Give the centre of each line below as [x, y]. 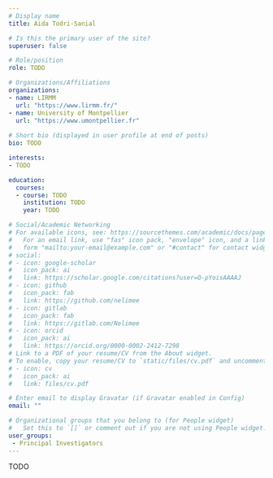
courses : [30, 188]
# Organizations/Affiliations [60, 83]
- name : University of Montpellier [69, 113]
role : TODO [27, 68]
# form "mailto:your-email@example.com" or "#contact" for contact [129, 248]
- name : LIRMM [32, 98]
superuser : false [38, 46]
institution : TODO [54, 203]
